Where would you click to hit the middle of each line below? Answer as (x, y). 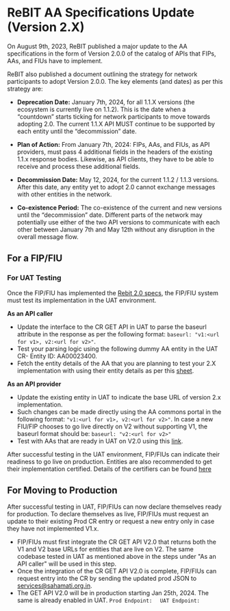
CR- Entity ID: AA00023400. (57, 356)
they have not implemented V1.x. (53, 529)
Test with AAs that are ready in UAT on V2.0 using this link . (100, 441)
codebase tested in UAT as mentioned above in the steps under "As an (117, 557)
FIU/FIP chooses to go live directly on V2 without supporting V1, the (112, 426)
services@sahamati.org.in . (54, 586)
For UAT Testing (34, 278)
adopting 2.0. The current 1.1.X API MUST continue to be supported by (116, 124)
